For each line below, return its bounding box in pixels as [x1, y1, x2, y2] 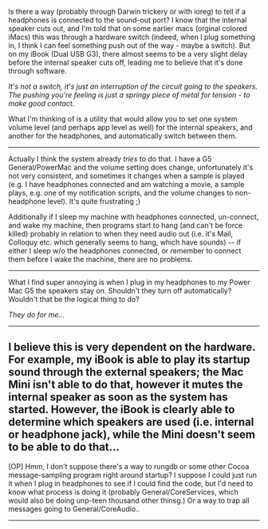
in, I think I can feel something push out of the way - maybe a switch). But [8, 41, 250, 50]
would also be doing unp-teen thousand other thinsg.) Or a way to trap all [8, 495, 250, 505]
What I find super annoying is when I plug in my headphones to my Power [8, 277, 250, 287]
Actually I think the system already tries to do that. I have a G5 [8, 154, 212, 163]
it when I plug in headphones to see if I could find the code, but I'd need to [8, 479, 254, 488]
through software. [8, 66, 68, 75]
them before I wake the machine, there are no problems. [8, 255, 193, 264]
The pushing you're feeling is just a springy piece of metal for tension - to [8, 90, 250, 99]
